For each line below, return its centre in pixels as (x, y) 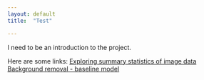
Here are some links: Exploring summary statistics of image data (102, 61)
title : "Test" (30, 21)
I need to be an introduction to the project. (70, 47)
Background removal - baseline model (63, 69)
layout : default (31, 14)
